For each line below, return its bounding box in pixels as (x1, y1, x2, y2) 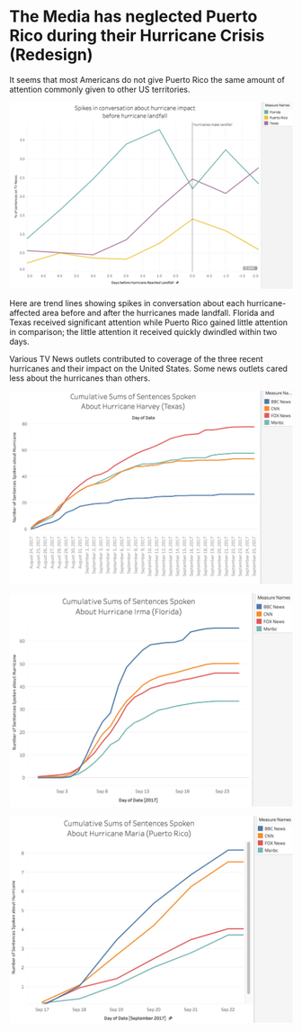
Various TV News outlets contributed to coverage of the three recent (9, 353, 263, 364)
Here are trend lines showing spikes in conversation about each (9, 297, 245, 308)
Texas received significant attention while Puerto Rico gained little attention (9, 317, 289, 328)
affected (9, 307, 40, 318)
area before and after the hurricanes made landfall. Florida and (41, 307, 275, 318)
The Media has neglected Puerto (9, 6, 258, 27)
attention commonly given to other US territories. (9, 84, 191, 95)
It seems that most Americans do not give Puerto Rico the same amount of (9, 74, 285, 85)
